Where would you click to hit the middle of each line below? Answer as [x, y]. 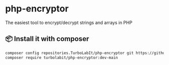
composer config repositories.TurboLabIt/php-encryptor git [70, 53]
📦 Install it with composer [47, 39]
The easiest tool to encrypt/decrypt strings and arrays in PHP [69, 22]
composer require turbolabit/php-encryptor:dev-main [62, 57]
